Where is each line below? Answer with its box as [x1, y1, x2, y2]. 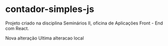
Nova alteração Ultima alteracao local [5, 35, 84, 41]
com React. [5, 25, 30, 31]
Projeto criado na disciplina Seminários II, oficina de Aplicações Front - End [5, 20, 163, 26]
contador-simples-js [5, 3, 94, 15]
